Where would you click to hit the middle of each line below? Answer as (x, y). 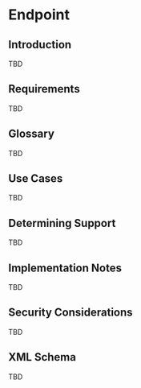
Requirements (44, 89)
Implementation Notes (65, 268)
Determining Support (62, 223)
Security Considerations (71, 313)
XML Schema (42, 357)
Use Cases (36, 179)
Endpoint (39, 15)
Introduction (40, 45)
